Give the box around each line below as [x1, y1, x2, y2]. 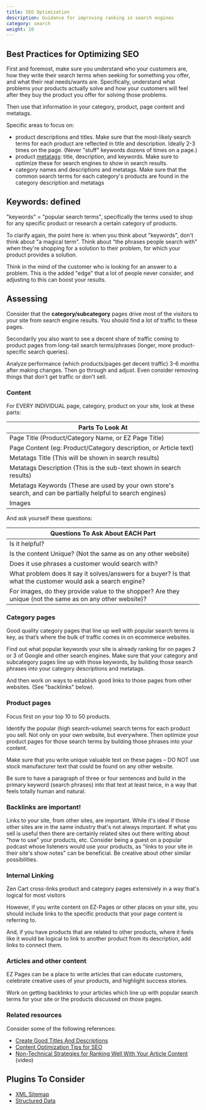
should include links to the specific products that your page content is [6, 910, 183, 917]
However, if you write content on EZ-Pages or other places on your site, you [6, 903, 198, 911]
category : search [6, 20, 51, 26]
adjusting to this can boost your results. [6, 276, 106, 283]
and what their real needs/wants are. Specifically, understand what [6, 78, 176, 86]
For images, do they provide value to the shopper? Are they [9, 587, 180, 595]
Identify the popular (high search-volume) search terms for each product [6, 725, 191, 732]
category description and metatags [15, 179, 104, 187]
